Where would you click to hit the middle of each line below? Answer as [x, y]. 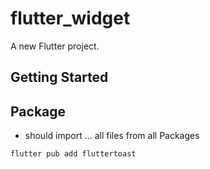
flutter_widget [70, 18]
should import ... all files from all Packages [112, 136]
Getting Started [59, 77]
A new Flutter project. [55, 46]
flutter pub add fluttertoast [73, 154]
